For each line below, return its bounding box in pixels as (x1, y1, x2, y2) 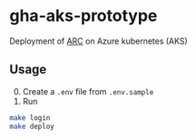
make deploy (9, 122, 54, 131)
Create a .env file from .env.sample (22, 85, 154, 96)
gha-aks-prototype (9, 5, 158, 26)
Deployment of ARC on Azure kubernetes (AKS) (9, 35, 188, 46)
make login (9, 113, 51, 123)
